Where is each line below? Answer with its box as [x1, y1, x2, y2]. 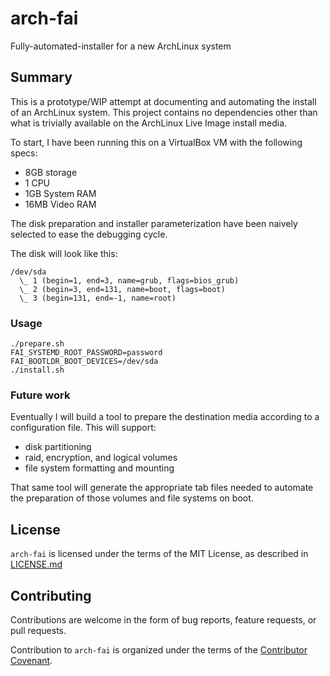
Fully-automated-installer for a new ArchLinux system [10, 40, 232, 52]
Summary [10, 69, 73, 86]
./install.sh [10, 365, 65, 376]
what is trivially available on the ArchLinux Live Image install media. [10, 117, 288, 129]
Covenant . [10, 654, 53, 666]
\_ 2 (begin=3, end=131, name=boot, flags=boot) [19, 284, 226, 294]
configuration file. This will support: [10, 422, 157, 434]
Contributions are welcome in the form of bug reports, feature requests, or [10, 613, 317, 626]
